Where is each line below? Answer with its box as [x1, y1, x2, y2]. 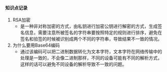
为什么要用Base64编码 [12, 42, 60, 48]
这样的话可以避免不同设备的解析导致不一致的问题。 [20, 61, 127, 67]
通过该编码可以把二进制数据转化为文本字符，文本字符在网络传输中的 [20, 49, 162, 55]
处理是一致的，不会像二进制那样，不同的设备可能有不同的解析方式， [20, 55, 162, 61]
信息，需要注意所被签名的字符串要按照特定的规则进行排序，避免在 [24, 29, 162, 35]
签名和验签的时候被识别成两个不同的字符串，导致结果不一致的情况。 [20, 36, 162, 42]
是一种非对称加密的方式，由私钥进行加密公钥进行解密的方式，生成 [20, 23, 158, 29]
